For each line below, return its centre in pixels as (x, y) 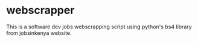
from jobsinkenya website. (39, 33)
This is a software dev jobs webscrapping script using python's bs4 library (99, 27)
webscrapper (40, 10)
